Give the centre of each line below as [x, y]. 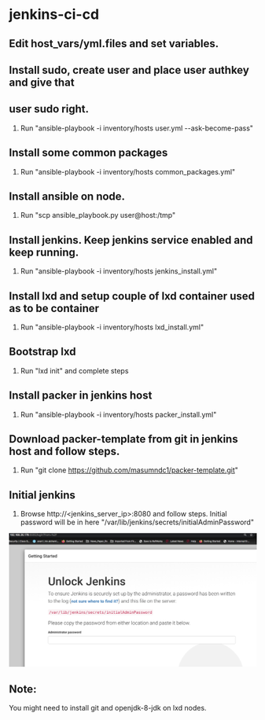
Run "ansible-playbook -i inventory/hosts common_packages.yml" [128, 171]
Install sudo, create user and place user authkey [129, 70]
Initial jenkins [42, 495]
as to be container [54, 308]
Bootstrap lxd [42, 352]
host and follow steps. [64, 452]
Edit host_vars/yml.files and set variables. [114, 44]
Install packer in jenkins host [81, 396]
